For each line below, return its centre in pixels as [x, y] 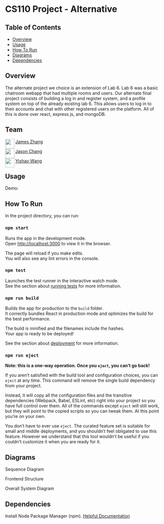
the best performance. [28, 319]
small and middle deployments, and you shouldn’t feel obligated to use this [81, 431]
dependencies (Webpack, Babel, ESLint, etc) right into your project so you [80, 401]
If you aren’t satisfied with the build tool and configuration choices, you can [82, 375]
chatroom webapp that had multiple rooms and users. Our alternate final [78, 93]
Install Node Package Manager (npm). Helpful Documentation [68, 516]
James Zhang [29, 142]
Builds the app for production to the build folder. [54, 309]
